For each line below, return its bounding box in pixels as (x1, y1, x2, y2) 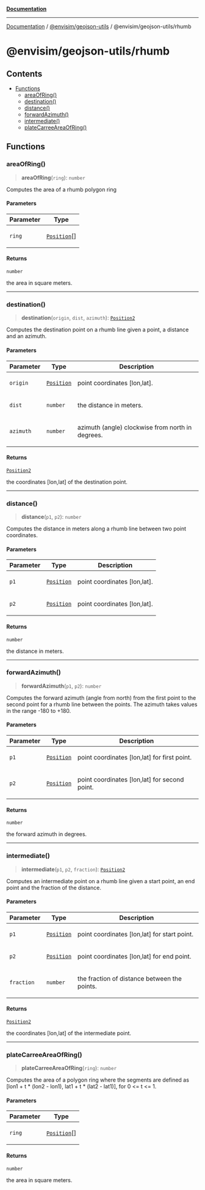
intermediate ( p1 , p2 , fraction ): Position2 (21, 865, 126, 873)
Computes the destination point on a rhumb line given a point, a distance (6, 326, 189, 333)
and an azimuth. (6, 333, 47, 340)
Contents (6, 69, 43, 79)
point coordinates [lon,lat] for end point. (77, 952, 192, 960)
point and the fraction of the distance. (6, 884, 102, 891)
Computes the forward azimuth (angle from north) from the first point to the (6, 694, 196, 701)
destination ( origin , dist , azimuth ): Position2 (21, 314, 135, 322)
